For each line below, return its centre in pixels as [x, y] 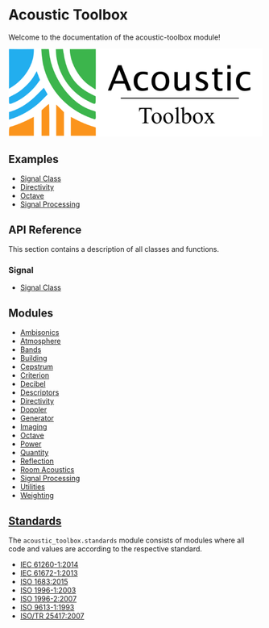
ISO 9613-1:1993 [47, 608]
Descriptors [39, 392]
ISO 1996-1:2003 [48, 590]
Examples [33, 159]
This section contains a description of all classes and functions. [114, 249]
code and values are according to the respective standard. [106, 549]
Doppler [33, 410]
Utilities [33, 487]
